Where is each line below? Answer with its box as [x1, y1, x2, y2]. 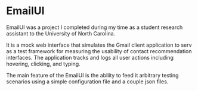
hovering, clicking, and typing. [6, 60, 81, 67]
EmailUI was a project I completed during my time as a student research [6, 24, 183, 31]
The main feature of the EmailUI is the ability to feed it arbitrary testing [6, 71, 179, 79]
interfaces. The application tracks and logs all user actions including [6, 54, 174, 61]
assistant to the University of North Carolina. [6, 30, 116, 37]
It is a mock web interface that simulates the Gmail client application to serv [6, 41, 192, 48]
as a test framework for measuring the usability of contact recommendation [6, 47, 192, 54]
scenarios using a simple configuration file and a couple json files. [6, 78, 169, 85]
